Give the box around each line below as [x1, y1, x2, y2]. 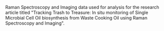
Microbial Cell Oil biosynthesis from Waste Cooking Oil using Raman [5, 15, 148, 20]
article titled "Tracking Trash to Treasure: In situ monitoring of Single [5, 9, 148, 15]
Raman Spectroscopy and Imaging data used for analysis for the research [5, 4, 159, 10]
